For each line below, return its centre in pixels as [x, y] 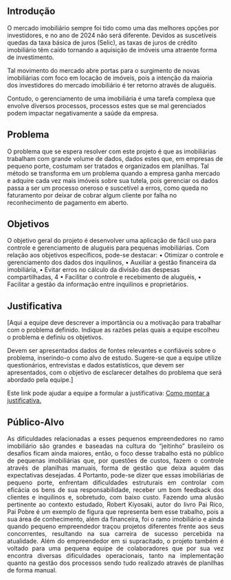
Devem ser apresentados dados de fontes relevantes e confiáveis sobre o [112, 351]
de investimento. [31, 57]
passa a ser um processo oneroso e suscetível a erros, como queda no [108, 188]
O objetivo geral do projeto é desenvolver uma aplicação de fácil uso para [112, 241]
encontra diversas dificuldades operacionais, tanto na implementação [115, 556]
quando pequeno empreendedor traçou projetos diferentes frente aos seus [115, 526]
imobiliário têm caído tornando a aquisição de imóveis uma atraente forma [112, 50]
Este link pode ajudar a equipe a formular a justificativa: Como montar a [108, 393]
